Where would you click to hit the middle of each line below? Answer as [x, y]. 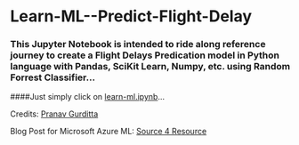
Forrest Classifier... [53, 77]
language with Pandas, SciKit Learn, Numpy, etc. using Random [150, 67]
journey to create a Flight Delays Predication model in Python [145, 55]
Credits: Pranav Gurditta [54, 114]
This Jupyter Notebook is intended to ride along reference [138, 44]
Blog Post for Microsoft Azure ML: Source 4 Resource [109, 132]
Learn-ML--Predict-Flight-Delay [131, 16]
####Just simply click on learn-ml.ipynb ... [88, 97]
